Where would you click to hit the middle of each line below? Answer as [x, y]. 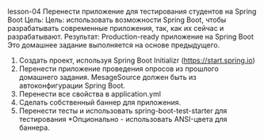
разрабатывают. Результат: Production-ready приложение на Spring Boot [131, 36]
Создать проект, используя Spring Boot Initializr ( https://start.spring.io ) [137, 60]
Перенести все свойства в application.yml [90, 94]
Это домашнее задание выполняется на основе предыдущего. [114, 45]
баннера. [34, 127]
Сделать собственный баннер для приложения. [100, 102]
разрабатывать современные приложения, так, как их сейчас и [116, 28]
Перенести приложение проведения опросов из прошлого [119, 69]
